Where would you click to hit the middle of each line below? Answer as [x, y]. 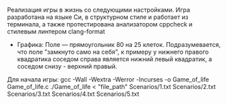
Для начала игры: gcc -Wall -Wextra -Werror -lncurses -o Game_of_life [108, 80]
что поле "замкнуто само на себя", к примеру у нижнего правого [113, 52]
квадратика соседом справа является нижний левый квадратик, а [115, 59]
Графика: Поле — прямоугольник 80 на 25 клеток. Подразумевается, [119, 45]
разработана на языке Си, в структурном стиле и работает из [98, 17]
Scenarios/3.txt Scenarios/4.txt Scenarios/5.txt [73, 94]
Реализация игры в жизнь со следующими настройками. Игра [98, 10]
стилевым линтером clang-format [56, 31]
